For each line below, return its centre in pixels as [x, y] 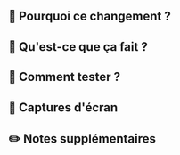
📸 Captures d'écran [63, 107]
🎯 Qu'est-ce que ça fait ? [78, 47]
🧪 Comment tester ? [65, 77]
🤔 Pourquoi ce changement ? [90, 16]
